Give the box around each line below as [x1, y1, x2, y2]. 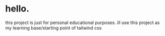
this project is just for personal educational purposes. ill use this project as [5, 19, 160, 25]
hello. [5, 3, 29, 14]
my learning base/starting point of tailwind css [5, 24, 102, 30]
